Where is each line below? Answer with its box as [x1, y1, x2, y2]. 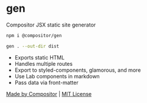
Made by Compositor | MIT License [6, 90, 92, 97]
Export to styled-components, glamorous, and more [14, 67, 141, 74]
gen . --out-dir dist [6, 43, 60, 49]
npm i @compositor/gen [6, 32, 62, 38]
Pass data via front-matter [14, 79, 79, 86]
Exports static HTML [14, 54, 65, 61]
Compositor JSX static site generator [6, 21, 96, 28]
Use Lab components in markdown [14, 72, 100, 79]
